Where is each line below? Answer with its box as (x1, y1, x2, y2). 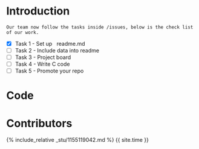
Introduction (6, 4, 70, 18)
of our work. (6, 29, 39, 36)
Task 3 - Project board (15, 54, 71, 61)
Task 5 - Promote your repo (15, 68, 84, 75)
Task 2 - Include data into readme (15, 47, 100, 54)
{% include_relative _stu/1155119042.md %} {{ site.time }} (6, 136, 149, 144)
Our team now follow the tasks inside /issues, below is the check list (6, 24, 194, 30)
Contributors (6, 116, 73, 130)
